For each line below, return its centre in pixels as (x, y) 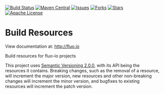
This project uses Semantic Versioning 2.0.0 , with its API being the (72, 65)
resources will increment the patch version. (49, 86)
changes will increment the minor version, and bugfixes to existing (72, 81)
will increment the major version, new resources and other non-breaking (78, 76)
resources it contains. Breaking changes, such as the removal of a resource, (82, 70)
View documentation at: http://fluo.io (42, 46)
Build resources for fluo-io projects (41, 56)
